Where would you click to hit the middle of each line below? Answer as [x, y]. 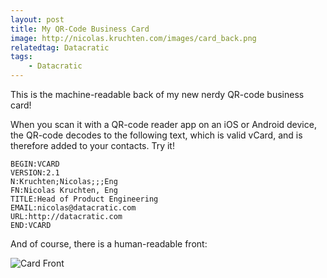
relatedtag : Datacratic [60, 47]
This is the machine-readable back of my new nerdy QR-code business [157, 94]
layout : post [37, 19]
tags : [21, 57]
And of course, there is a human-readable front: [109, 244]
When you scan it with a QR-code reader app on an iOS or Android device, [163, 124]
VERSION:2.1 [35, 173]
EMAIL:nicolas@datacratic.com [73, 208]
